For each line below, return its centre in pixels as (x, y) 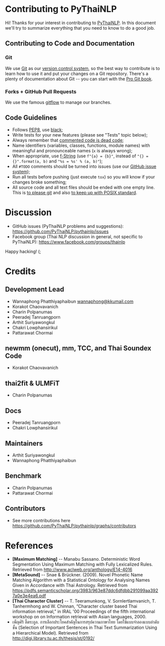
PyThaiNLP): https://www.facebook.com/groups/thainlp (69, 242)
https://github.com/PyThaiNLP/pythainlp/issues (60, 231)
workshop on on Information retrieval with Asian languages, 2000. (79, 617)
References (29, 545)
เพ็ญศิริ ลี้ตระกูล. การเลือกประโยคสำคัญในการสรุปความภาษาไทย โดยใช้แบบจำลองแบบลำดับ (85, 622)
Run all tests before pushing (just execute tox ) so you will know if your (83, 177)
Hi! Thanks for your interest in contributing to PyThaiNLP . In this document (81, 23)
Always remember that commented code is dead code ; (68, 140)
